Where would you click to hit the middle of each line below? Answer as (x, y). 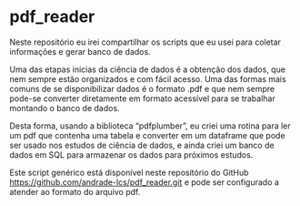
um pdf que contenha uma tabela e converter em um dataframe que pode (147, 135)
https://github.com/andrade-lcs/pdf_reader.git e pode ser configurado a (145, 182)
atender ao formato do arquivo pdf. (75, 191)
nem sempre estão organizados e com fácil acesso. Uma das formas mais (148, 78)
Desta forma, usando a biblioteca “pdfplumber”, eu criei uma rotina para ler (150, 126)
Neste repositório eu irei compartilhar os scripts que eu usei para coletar (145, 42)
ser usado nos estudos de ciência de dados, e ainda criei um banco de (142, 145)
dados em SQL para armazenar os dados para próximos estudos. (131, 154)
